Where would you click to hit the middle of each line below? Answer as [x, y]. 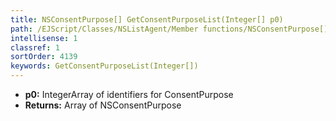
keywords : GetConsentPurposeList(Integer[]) [104, 66]
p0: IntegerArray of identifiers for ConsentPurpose [129, 94]
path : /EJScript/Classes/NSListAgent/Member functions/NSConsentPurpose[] [169, 29]
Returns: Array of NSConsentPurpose [103, 105]
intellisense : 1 [44, 38]
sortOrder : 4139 [44, 57]
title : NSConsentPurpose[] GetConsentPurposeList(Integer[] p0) [147, 19]
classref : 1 [35, 47]
